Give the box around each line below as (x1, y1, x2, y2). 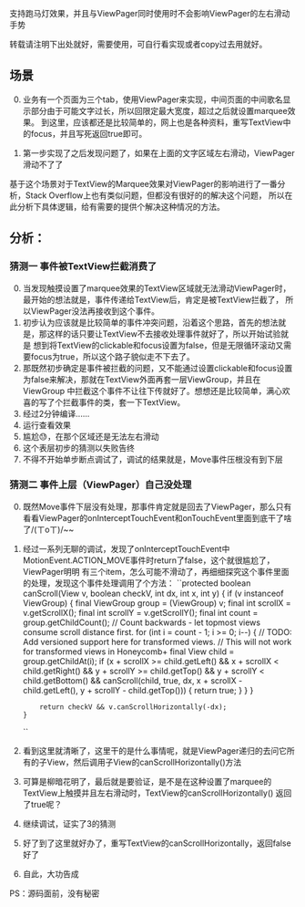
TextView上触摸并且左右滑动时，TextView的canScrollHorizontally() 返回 (22, 787, 292, 798)
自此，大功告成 (22, 868, 79, 879)
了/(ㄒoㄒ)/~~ (22, 524, 75, 535)
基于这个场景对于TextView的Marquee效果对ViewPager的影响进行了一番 (9, 178, 278, 189)
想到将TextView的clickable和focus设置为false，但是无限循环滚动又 (33, 339, 284, 350)
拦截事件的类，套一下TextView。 (62, 396, 186, 408)
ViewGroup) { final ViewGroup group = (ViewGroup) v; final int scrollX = (22, 597, 291, 609)
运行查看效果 (22, 419, 71, 431)
